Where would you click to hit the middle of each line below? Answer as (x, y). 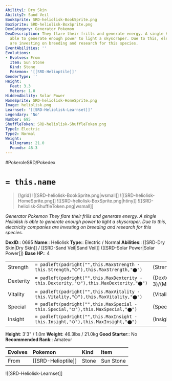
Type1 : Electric (23, 129)
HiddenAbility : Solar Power (35, 96)
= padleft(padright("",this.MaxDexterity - (89, 278)
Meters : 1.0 (23, 91)
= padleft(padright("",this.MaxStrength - (87, 264)
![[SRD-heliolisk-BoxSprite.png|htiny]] (97, 200)
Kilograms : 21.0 (27, 143)
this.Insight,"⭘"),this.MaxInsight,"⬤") (86, 322)
